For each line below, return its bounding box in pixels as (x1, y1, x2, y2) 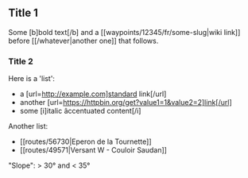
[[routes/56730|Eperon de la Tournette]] (19, 137, 153, 146)
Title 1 (8, 6, 38, 20)
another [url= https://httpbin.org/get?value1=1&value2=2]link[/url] (19, 98, 232, 107)
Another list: (8, 122, 48, 131)
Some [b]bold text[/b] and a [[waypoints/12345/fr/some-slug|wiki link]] (8, 27, 241, 37)
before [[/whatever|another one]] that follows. (8, 36, 159, 45)
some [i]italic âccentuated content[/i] (19, 106, 141, 116)
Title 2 (8, 56, 33, 67)
